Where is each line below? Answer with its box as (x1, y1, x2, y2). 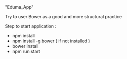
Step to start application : (5, 23, 57, 29)
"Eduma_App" (5, 4, 34, 10)
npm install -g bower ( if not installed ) (12, 38, 90, 44)
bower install (12, 43, 39, 49)
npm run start (12, 49, 41, 54)
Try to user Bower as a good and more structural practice (5, 14, 122, 19)
